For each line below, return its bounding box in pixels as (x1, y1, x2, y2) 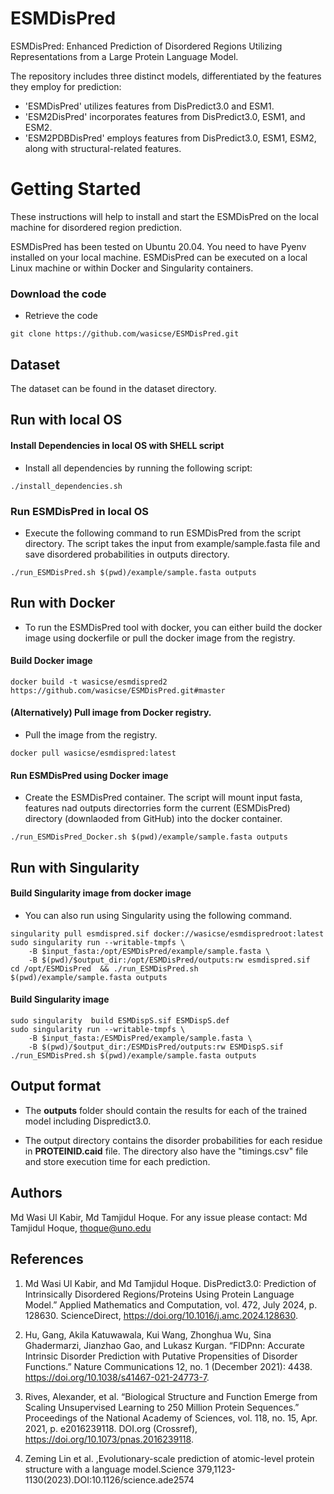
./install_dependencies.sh (10, 481, 123, 491)
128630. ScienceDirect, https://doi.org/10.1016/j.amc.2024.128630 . (24, 1309, 299, 1321)
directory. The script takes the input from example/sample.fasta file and (24, 537, 321, 549)
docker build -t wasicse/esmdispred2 (10, 677, 168, 687)
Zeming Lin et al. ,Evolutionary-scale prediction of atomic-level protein (24, 1452, 315, 1464)
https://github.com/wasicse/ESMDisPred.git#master (10, 685, 226, 696)
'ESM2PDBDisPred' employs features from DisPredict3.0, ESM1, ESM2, (24, 132, 317, 144)
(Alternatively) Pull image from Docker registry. (10, 707, 212, 719)
